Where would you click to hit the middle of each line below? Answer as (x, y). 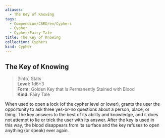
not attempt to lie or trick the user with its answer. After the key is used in (80, 120)
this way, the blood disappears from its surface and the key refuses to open (82, 125)
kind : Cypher (19, 47)
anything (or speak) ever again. (37, 131)
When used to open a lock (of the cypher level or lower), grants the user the (82, 104)
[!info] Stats (29, 79)
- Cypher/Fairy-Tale (31, 33)
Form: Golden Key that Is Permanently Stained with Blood (76, 89)
